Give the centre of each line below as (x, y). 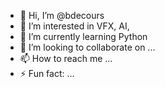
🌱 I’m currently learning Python (83, 36)
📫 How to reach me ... (66, 58)
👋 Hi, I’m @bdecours (62, 15)
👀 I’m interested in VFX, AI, (74, 26)
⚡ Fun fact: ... (47, 73)
